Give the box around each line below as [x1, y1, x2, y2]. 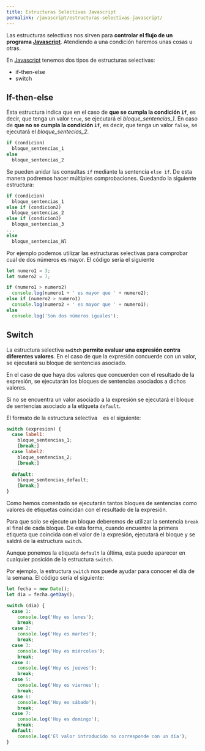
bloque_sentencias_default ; [17, 477, 89, 483]
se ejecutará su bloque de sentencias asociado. [6, 359, 127, 366]
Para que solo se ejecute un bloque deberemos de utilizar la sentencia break [6, 518, 199, 525]
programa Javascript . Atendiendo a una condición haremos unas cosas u [6, 38, 193, 45]
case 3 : [12, 642, 32, 648]
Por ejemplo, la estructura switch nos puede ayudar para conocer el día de [6, 568, 195, 575]
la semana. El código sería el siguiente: [6, 574, 105, 581]
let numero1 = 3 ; [6, 267, 51, 274]
